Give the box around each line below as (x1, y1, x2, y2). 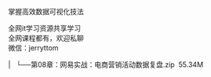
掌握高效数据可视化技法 (8, 7, 84, 16)
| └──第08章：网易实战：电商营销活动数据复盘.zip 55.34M (8, 60, 204, 69)
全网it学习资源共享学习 (8, 24, 81, 33)
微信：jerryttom (8, 43, 59, 53)
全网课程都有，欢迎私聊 (8, 34, 84, 42)
